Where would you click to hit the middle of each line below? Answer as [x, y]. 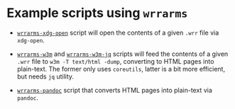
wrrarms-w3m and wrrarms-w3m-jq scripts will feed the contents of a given [122, 54]
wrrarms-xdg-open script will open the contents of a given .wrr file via [118, 33]
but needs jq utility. [45, 76]
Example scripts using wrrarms [97, 13]
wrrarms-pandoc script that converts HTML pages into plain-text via [114, 90]
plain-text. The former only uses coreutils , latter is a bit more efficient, [121, 69]
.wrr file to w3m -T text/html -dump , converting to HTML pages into [115, 61]
